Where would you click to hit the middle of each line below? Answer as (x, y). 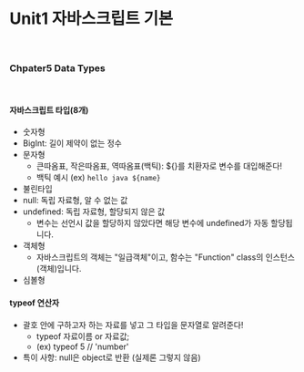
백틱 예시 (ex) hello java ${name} (98, 178)
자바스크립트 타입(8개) (49, 109)
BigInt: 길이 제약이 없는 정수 (72, 143)
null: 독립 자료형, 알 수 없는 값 (75, 201)
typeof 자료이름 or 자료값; (83, 336)
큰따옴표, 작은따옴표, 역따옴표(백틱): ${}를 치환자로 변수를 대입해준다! (159, 166)
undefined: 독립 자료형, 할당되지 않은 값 (94, 212)
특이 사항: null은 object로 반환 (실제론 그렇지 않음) (112, 357)
